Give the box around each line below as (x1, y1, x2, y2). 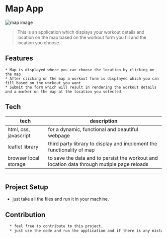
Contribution (5, 210, 46, 219)
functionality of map (48, 146, 95, 153)
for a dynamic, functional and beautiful (48, 125, 138, 132)
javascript (7, 132, 31, 139)
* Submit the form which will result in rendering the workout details (5, 85, 157, 90)
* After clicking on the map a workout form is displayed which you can (5, 76, 159, 81)
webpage (48, 132, 70, 139)
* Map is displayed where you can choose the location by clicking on (5, 67, 155, 72)
